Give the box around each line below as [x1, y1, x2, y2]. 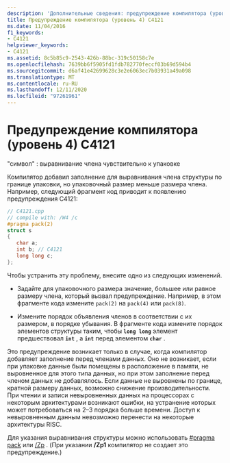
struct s [7, 227, 32, 234]
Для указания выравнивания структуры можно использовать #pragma [7, 433, 216, 442]
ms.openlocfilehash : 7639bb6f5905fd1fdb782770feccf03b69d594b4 [7, 61, 192, 68]
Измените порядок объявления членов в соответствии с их [16, 312, 192, 321]
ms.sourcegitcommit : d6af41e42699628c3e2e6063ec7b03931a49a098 [7, 67, 192, 74]
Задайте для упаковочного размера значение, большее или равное [16, 284, 216, 292]
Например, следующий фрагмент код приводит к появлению [7, 187, 187, 195]
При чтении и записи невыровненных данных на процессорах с [7, 391, 195, 399]
